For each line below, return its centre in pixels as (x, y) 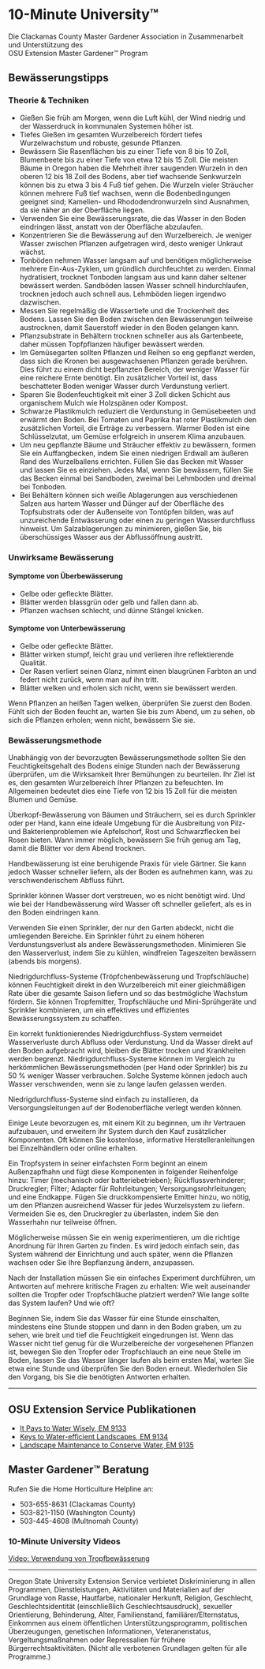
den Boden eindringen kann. (54, 912)
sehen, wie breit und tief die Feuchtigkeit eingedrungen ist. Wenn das (121, 1335)
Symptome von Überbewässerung (66, 576)
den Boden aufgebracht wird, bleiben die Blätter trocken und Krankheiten (127, 1050)
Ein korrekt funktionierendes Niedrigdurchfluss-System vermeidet (115, 1034)
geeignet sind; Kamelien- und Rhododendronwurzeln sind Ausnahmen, (135, 201)
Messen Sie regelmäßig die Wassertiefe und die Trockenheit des (124, 310)
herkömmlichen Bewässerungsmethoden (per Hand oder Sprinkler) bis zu (128, 1068)
